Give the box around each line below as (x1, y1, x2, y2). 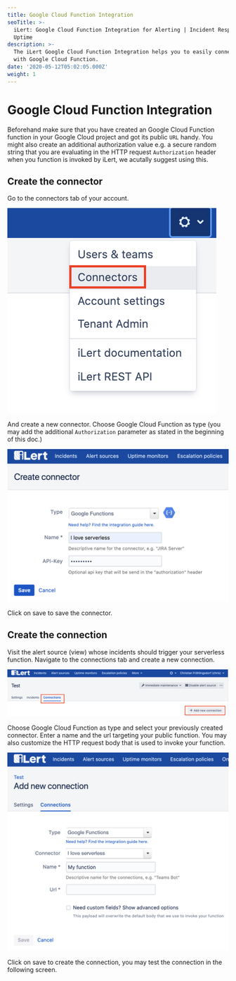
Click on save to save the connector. (7, 609, 112, 617)
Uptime (13, 34, 33, 41)
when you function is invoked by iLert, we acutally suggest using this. (7, 155, 209, 163)
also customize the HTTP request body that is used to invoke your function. (7, 739, 226, 747)
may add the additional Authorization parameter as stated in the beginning (7, 428, 225, 436)
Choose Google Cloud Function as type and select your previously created (7, 723, 223, 732)
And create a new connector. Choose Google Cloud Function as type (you (7, 420, 221, 429)
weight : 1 (7, 70, 37, 77)
